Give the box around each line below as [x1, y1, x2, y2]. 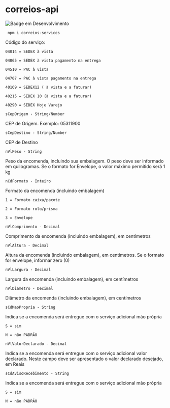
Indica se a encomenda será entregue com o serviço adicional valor [5, 350, 147, 356]
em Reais [5, 361, 25, 367]
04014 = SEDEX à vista [5, 49, 53, 54]
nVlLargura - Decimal [5, 267, 51, 272]
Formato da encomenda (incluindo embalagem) [5, 187, 105, 194]
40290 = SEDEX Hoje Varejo [5, 102, 62, 107]
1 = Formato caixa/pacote [5, 197, 60, 202]
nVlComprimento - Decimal [5, 224, 60, 229]
